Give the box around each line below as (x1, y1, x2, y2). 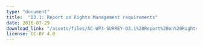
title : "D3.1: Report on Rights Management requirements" (6, 14, 158, 20)
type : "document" (6, 8, 50, 15)
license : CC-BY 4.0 (6, 31, 56, 37)
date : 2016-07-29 (6, 20, 50, 26)
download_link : (6, 25, 45, 32)
